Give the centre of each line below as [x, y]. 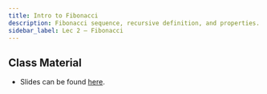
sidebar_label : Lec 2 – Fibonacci [66, 30]
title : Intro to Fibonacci [53, 16]
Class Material [45, 63]
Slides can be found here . [63, 82]
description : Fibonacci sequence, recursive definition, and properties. [134, 23]
